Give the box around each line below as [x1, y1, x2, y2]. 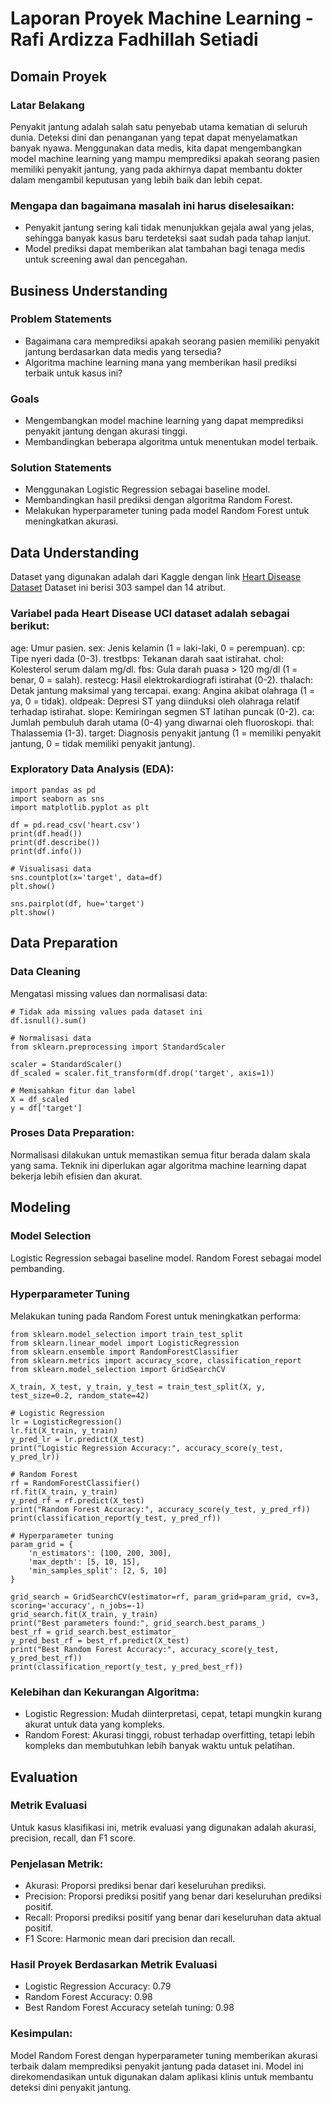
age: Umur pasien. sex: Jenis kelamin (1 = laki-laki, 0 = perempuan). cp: [10, 642, 305, 654]
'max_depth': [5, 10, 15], [28, 1557, 141, 1567]
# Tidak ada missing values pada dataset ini [10, 1007, 203, 1017]
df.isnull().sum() [10, 1015, 87, 1026]
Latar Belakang [10, 98, 85, 112]
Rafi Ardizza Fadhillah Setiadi [10, 28, 259, 51]
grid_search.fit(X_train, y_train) [10, 1609, 159, 1619]
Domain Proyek [10, 68, 108, 85]
